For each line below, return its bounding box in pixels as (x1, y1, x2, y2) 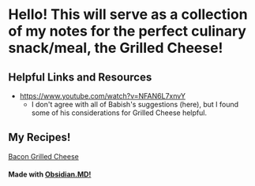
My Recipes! (8, 131, 71, 144)
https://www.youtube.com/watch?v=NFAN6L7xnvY (19, 91, 186, 100)
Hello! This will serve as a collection (8, 6, 248, 24)
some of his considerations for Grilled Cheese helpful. (31, 108, 208, 117)
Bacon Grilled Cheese (8, 151, 79, 161)
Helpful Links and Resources (8, 70, 152, 84)
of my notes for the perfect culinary (8, 22, 247, 40)
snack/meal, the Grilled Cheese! (8, 39, 223, 57)
